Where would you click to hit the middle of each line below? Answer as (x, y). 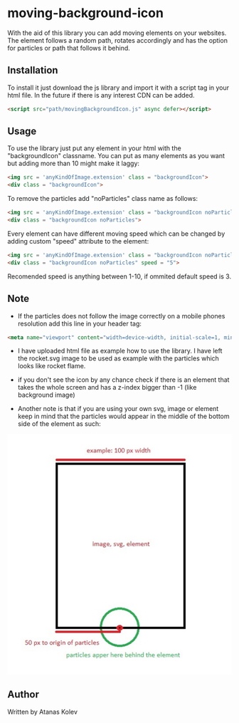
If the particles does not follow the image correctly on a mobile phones (121, 316)
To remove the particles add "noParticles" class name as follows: (102, 199)
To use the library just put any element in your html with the (94, 148)
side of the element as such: (59, 424)
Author (23, 695)
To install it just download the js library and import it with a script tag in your (118, 88)
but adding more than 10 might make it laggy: (74, 163)
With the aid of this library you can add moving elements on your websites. (117, 33)
